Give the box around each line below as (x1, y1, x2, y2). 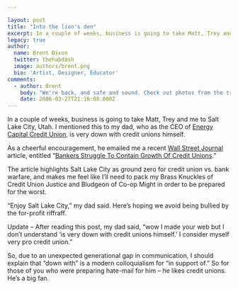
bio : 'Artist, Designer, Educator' (13, 69, 119, 76)
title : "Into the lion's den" (7, 23, 97, 30)
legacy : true (7, 36, 46, 43)
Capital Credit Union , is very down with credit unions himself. (7, 130, 186, 139)
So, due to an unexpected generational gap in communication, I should (7, 251, 214, 260)
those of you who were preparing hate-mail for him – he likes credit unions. (7, 266, 227, 275)
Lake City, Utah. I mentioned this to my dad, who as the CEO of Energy (7, 123, 214, 131)
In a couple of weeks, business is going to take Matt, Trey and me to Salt (7, 115, 220, 124)
